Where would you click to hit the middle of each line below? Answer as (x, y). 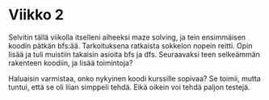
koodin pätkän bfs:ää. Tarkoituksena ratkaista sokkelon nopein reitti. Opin (130, 45)
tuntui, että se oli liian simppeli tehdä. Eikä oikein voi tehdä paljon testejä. (129, 87)
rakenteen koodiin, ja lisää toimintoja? (71, 63)
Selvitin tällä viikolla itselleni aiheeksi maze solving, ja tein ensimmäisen (127, 37)
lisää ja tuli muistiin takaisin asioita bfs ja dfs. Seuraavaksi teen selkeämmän (134, 54)
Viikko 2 (36, 15)
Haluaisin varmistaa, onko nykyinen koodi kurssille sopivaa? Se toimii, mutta (134, 78)
